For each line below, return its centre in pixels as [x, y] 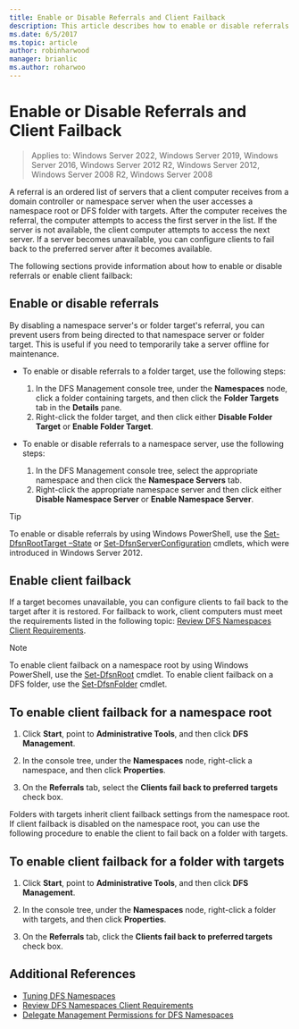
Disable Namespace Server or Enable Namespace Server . [145, 499]
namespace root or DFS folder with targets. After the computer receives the [148, 210]
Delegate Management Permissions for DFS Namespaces [128, 1015]
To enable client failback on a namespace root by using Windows [129, 665]
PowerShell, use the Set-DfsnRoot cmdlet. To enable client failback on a [141, 675]
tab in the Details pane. [79, 407]
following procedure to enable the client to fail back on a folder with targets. [149, 833]
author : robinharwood [50, 51]
